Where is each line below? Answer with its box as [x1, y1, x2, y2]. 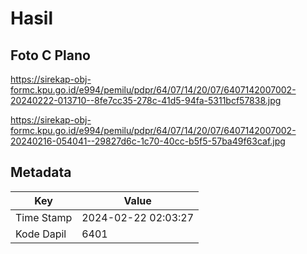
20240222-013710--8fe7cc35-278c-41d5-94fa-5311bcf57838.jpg [10, 95, 282, 106]
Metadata [10, 164, 72, 181]
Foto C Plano [10, 47, 91, 64]
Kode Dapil [15, 227, 67, 241]
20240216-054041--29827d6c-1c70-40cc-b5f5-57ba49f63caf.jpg [10, 135, 286, 147]
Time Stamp [15, 210, 73, 224]
